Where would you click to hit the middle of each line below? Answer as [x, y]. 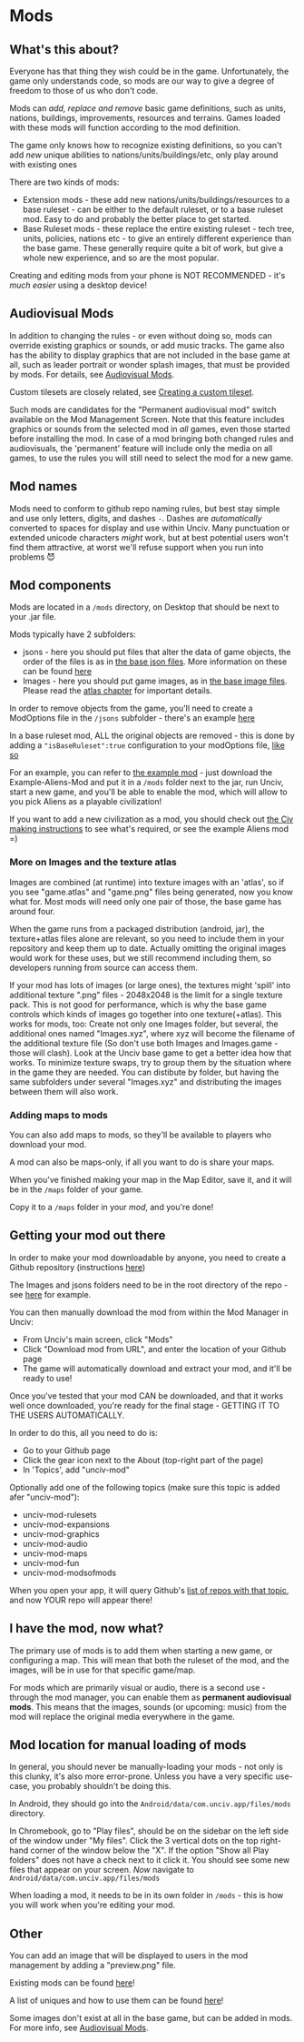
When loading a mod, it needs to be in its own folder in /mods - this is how [147, 1895]
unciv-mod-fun [51, 1562]
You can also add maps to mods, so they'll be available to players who [141, 1135]
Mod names [44, 486]
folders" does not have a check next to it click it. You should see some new [150, 1860]
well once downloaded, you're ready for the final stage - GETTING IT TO [144, 1405]
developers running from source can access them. [103, 967]
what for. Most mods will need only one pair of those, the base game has [146, 901]
